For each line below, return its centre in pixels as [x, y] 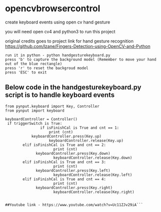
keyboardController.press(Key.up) [66, 136]
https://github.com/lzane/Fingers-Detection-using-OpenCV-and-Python [78, 46]
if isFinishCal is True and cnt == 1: [80, 128]
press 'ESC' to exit [26, 72]
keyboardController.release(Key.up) [86, 141]
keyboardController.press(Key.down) [73, 153]
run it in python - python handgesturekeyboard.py [58, 55]
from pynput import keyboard [35, 111]
